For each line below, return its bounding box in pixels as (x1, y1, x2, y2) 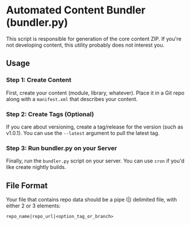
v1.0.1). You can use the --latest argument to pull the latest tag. (6, 129, 160, 136)
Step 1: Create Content (6, 76, 72, 84)
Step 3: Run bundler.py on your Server (6, 144, 118, 152)
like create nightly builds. (6, 164, 66, 171)
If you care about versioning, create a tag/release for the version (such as (6, 123, 184, 130)
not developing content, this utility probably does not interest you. (6, 41, 165, 49)
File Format (6, 181, 48, 191)
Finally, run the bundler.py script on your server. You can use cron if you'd (6, 157, 185, 164)
